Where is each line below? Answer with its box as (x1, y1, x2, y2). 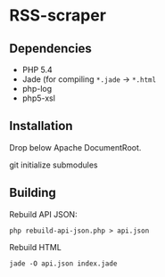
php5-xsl (21, 93, 56, 103)
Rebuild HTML (9, 241, 62, 252)
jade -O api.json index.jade (9, 259, 118, 268)
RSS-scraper (9, 5, 107, 26)
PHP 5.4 (21, 64, 54, 75)
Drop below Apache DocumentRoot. (9, 142, 142, 152)
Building (9, 185, 56, 200)
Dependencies (9, 41, 92, 56)
